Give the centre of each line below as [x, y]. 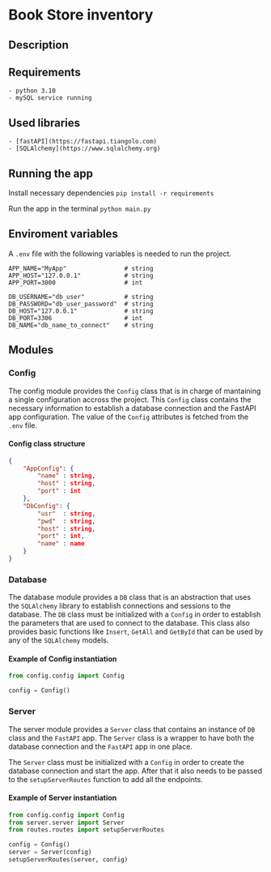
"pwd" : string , [66, 521]
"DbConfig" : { [47, 506]
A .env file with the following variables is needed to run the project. [120, 254]
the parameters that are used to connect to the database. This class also [129, 623]
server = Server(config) [50, 853]
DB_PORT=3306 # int [76, 318]
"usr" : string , [66, 513]
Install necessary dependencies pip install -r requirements [111, 193]
